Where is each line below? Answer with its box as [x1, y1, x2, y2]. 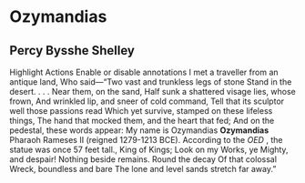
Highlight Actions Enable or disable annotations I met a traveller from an [9, 66, 280, 77]
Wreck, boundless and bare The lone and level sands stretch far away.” [9, 164, 277, 174]
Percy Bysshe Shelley [9, 43, 135, 58]
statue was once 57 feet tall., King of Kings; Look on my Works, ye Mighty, [9, 144, 289, 155]
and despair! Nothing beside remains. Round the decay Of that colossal [9, 154, 278, 165]
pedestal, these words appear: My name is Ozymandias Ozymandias [9, 125, 269, 136]
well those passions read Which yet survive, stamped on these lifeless [9, 106, 273, 116]
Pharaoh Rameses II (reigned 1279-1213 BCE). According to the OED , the [9, 135, 283, 145]
